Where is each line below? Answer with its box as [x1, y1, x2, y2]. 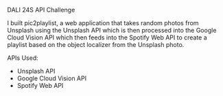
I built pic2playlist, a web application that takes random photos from [7, 19, 199, 27]
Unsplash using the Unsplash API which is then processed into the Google [7, 27, 217, 34]
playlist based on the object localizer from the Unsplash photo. [7, 41, 185, 48]
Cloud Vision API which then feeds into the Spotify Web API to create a [7, 33, 207, 42]
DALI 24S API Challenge [7, 6, 75, 14]
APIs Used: [7, 54, 39, 62]
